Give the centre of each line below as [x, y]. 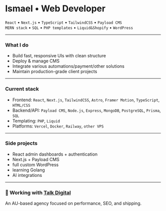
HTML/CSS [21, 105]
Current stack [22, 89]
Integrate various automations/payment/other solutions [68, 66]
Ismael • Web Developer [55, 9]
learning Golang [29, 170]
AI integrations [27, 175]
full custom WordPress [35, 165]
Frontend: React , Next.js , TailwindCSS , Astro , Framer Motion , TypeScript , [86, 100]
